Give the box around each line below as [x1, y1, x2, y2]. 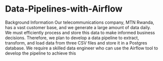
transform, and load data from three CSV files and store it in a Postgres [5, 40, 147, 46]
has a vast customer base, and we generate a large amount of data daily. [5, 24, 151, 30]
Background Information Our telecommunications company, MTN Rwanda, [5, 19, 154, 25]
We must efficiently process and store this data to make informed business [5, 30, 155, 35]
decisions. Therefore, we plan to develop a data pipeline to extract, [5, 35, 139, 41]
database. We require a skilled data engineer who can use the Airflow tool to [5, 45, 158, 51]
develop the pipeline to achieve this [5, 50, 76, 56]
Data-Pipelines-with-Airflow [5, 3, 123, 15]
